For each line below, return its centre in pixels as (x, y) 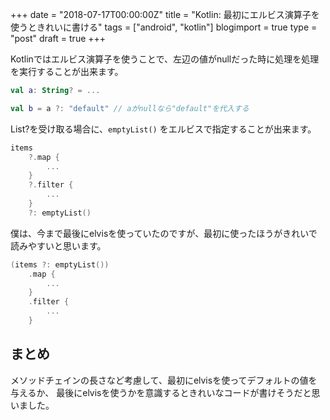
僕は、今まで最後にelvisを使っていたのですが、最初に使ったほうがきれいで (164, 233)
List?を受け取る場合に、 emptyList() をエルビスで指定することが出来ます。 (163, 129)
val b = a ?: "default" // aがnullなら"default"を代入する (130, 108)
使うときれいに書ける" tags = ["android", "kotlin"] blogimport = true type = (164, 27)
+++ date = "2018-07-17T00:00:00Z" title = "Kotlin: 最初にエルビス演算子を (165, 14)
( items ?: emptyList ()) (60, 264)
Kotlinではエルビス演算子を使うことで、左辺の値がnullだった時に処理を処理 (165, 59)
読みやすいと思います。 (58, 245)
